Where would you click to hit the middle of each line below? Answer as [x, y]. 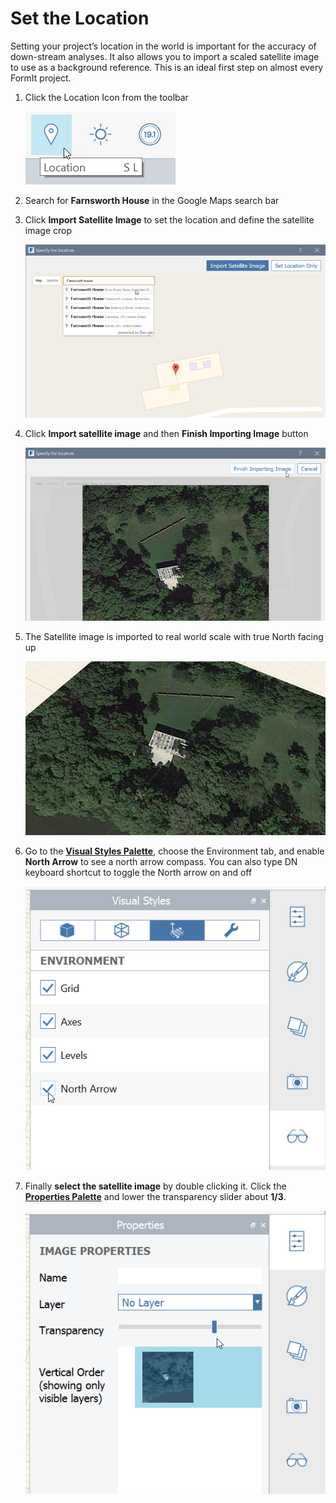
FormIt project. [41, 78]
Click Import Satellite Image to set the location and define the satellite [169, 219]
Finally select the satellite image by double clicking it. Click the [155, 1186]
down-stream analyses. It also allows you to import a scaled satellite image [165, 56]
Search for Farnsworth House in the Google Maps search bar [152, 200]
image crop [48, 230]
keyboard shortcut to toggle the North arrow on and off [138, 872]
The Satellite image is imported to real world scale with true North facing [174, 637]
